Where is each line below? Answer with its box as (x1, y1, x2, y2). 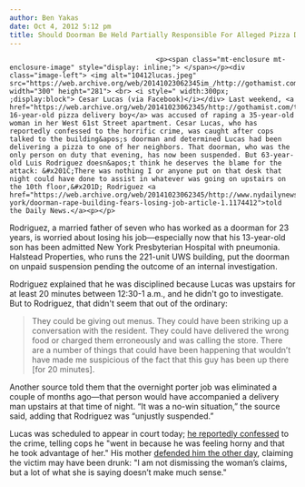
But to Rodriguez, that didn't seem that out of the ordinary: (9, 298, 229, 309)
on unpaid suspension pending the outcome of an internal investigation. (9, 261, 279, 272)
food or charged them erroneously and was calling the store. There (31, 335, 283, 346)
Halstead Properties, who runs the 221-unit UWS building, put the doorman (9, 251, 290, 262)
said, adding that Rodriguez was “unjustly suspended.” (9, 411, 214, 421)
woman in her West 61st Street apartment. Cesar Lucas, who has (9, 119, 258, 128)
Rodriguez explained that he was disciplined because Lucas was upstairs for (9, 279, 296, 289)
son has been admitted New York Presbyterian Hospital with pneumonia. (9, 242, 280, 253)
